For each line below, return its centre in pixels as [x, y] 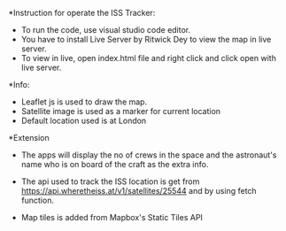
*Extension [29, 138]
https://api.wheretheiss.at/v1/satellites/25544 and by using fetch [139, 191]
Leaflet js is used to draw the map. [84, 102]
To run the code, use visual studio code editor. [106, 30]
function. [38, 200]
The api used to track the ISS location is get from [110, 181]
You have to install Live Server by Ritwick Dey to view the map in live [146, 39]
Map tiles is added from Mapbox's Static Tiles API [112, 217]
